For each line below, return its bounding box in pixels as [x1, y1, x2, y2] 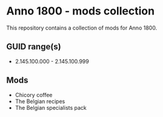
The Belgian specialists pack [15, 104, 87, 111]
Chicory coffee [15, 91, 53, 98]
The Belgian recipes [15, 98, 65, 105]
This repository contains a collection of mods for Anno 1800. [6, 24, 158, 31]
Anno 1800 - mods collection [6, 4, 155, 18]
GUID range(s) [6, 42, 62, 52]
